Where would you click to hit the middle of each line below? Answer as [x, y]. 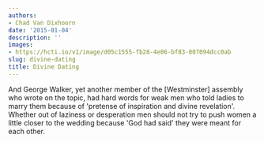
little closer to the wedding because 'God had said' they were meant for [125, 122]
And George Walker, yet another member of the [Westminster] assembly [126, 89]
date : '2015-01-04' [40, 30]
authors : [23, 15]
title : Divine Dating [44, 67]
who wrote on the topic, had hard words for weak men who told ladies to [126, 97]
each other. [27, 131]
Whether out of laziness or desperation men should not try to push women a [132, 114]
